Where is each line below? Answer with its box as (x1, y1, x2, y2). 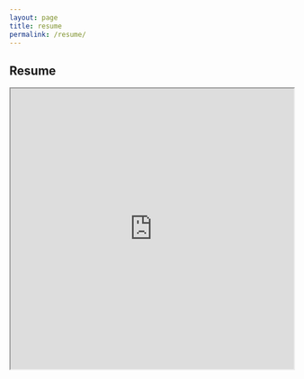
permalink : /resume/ (9, 30, 87, 39)
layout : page (9, 13, 58, 22)
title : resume (9, 22, 63, 31)
